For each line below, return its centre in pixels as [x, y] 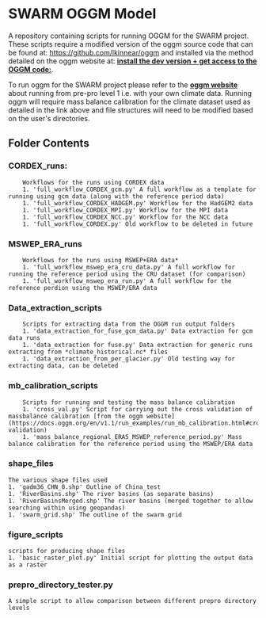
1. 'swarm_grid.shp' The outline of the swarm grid [95, 515]
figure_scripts [36, 534]
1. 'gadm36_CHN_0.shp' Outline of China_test [84, 487]
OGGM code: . [31, 69]
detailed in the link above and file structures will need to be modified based [131, 110]
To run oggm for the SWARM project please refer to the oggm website [123, 85]
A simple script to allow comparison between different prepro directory [133, 601]
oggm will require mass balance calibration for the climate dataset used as [129, 101]
